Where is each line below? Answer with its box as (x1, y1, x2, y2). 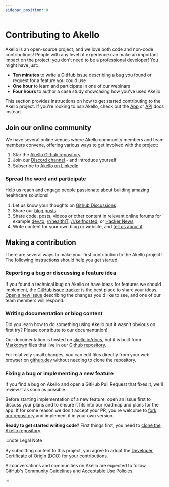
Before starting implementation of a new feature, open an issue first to (5, 396, 151, 402)
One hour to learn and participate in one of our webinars (12, 83, 130, 89)
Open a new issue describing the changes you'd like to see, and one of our (5, 292, 161, 298)
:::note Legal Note (5, 437, 42, 443)
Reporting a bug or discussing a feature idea (5, 269, 117, 276)
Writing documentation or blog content (5, 310, 103, 317)
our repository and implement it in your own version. (5, 413, 114, 419)
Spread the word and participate (5, 175, 86, 182)
